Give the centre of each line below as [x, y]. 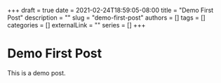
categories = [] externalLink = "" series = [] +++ [76, 25]
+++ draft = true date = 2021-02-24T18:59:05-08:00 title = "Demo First [110, 10]
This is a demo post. [36, 72]
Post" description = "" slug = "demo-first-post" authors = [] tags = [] [106, 18]
